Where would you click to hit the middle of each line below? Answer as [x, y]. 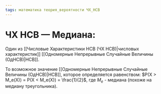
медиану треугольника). [31, 86]
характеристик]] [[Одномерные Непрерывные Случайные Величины [79, 54]
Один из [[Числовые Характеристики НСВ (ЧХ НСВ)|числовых [72, 49]
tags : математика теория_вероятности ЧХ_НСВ [53, 10]
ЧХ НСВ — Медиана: [50, 34]
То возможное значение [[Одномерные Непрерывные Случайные [76, 69]
